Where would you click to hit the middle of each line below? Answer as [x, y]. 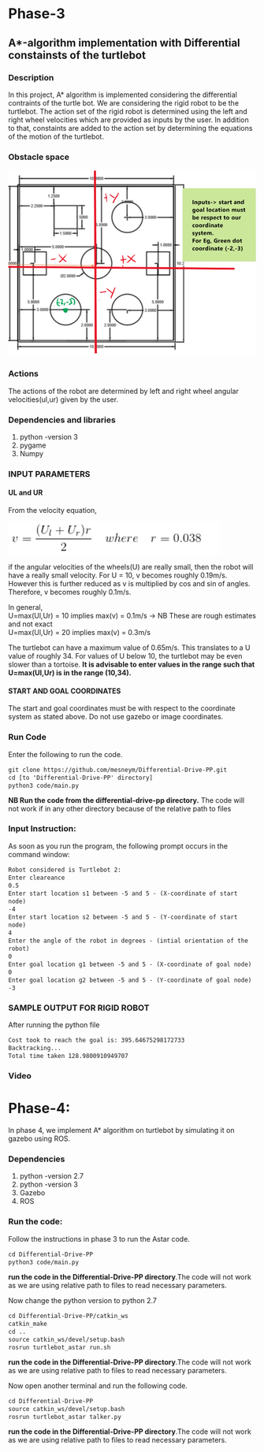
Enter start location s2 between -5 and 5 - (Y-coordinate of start [123, 917]
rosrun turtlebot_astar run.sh [59, 1347]
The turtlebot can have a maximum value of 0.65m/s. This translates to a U [129, 648]
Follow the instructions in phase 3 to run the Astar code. [99, 1238]
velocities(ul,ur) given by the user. [63, 399]
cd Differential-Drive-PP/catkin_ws [68, 1316]
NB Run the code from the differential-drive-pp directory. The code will [126, 800]
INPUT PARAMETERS [49, 473]
